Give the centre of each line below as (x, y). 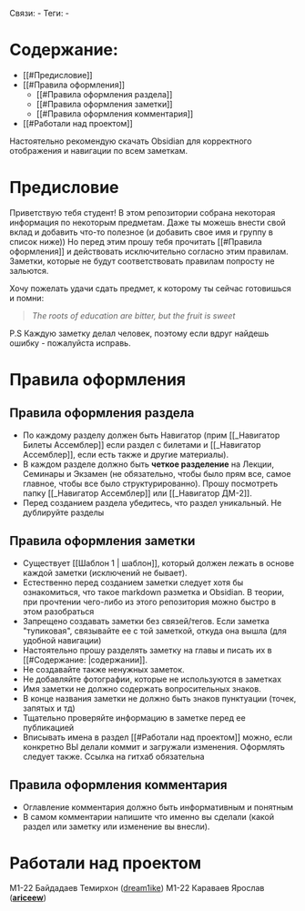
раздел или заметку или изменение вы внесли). (116, 826)
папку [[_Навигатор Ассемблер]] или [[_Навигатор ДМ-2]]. (137, 493)
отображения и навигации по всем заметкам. (99, 150)
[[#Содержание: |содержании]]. (85, 660)
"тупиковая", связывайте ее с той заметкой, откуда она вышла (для (154, 631)
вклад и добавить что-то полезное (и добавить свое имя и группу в (141, 232)
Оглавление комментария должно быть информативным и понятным (158, 807)
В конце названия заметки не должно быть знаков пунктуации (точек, (159, 698)
